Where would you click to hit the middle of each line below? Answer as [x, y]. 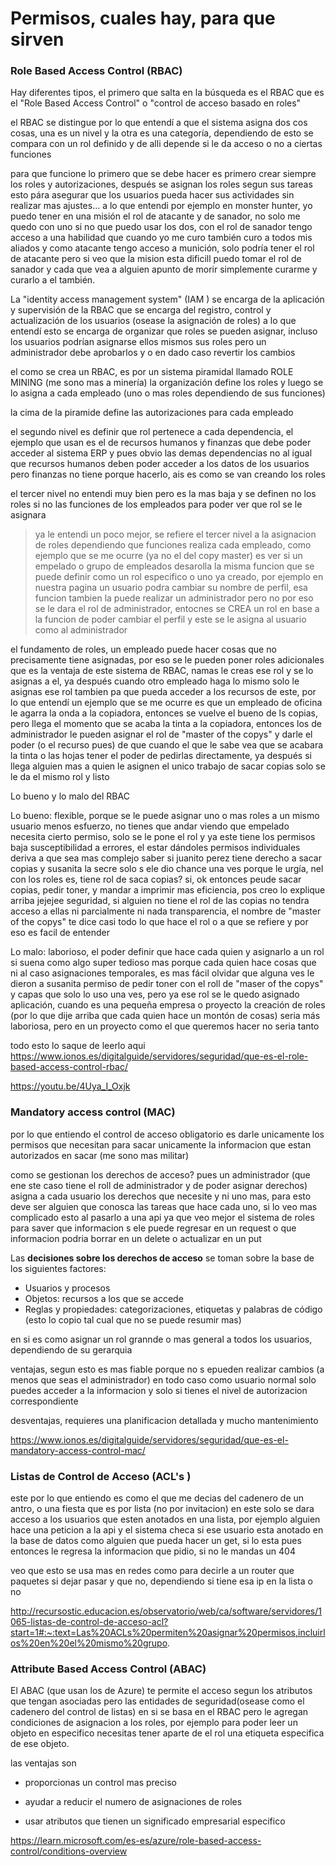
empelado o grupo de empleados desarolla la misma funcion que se [174, 566]
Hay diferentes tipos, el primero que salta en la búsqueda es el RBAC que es [167, 93]
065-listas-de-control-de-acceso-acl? [89, 1622]
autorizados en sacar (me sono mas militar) [100, 1155]
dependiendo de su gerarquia [71, 1349]
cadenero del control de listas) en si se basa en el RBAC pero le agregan [159, 1712]
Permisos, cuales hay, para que [143, 18]
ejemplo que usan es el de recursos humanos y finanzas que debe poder [161, 443]
